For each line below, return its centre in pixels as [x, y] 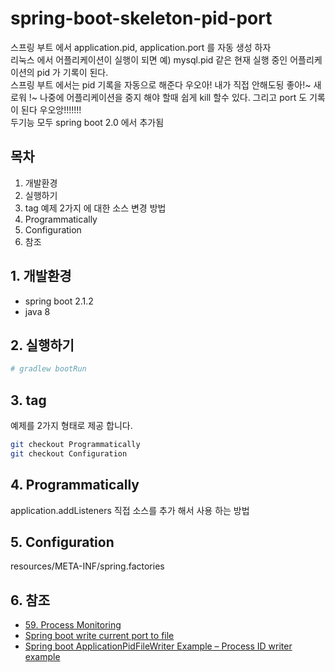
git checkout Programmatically [75, 445]
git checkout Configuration [69, 453]
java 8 [37, 311]
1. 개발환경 [41, 276]
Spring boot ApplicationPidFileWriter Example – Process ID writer [158, 646]
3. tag [28, 400]
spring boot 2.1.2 [59, 301]
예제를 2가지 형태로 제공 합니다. [71, 426]
